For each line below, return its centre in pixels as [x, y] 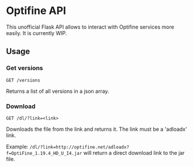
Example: [17, 147]
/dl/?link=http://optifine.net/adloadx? [80, 147]
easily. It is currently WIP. [37, 33]
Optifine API [36, 11]
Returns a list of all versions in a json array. [58, 91]
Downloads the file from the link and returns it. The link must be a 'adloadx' [96, 129]
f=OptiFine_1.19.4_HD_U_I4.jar [44, 153]
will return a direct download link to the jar [134, 152]
